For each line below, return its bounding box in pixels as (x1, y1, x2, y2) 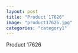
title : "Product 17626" (6, 14, 65, 20)
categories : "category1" (6, 25, 67, 31)
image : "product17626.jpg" (6, 19, 73, 25)
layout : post (6, 8, 38, 15)
